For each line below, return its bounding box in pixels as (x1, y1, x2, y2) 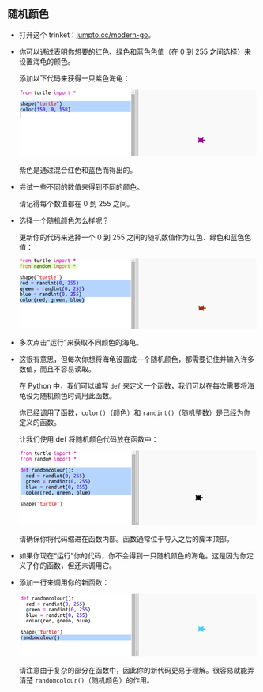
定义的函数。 (18, 418, 61, 427)
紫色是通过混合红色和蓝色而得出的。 (18, 165, 137, 175)
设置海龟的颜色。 (18, 56, 75, 66)
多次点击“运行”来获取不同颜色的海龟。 (18, 338, 144, 348)
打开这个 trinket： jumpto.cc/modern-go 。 (18, 30, 156, 39)
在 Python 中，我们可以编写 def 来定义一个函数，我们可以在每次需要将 (18, 382, 248, 391)
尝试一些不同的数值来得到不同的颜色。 (18, 182, 144, 191)
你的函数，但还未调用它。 (32, 561, 116, 570)
